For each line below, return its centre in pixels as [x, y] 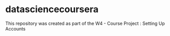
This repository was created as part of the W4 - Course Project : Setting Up [85, 23]
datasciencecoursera [52, 9]
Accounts [15, 28]
